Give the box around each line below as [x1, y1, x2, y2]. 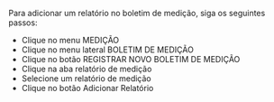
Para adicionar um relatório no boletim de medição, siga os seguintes [8, 8, 266, 18]
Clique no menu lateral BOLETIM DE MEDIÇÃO [21, 44, 195, 55]
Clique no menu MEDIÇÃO [21, 35, 120, 45]
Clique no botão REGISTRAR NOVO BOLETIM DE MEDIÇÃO [21, 54, 241, 64]
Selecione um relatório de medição [21, 73, 151, 84]
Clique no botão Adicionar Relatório [21, 83, 154, 93]
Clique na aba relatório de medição [21, 63, 152, 74]
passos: [8, 17, 38, 28]
